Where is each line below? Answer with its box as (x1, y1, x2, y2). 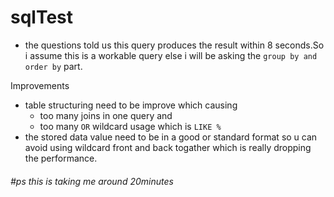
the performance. (24, 152, 98, 164)
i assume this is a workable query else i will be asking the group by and (24, 49, 318, 61)
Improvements (10, 79, 70, 91)
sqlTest (10, 6, 74, 29)
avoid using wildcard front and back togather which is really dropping (24, 141, 312, 153)
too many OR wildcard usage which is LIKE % (39, 120, 222, 132)
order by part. (24, 60, 83, 72)
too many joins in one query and (39, 109, 173, 121)
